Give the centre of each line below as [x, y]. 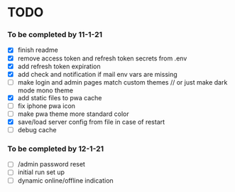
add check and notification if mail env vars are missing [97, 74]
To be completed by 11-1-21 [55, 35]
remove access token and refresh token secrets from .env [102, 58]
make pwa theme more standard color [73, 114]
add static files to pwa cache [60, 97]
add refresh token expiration [59, 66]
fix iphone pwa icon [47, 106]
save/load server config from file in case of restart [91, 122]
